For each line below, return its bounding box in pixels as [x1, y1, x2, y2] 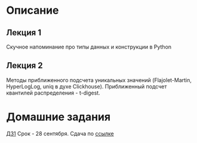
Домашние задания [6, 110, 111, 123]
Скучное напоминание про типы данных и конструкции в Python [6, 43, 172, 50]
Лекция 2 [6, 60, 43, 71]
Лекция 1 [6, 28, 42, 38]
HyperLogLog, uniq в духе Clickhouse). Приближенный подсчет [6, 83, 167, 90]
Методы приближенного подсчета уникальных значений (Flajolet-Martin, [6, 76, 192, 84]
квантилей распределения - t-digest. [6, 89, 100, 96]
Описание [6, 4, 59, 17]
